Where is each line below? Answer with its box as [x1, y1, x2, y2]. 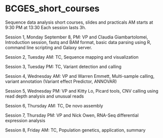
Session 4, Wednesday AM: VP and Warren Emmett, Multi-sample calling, [5, 73, 155, 79]
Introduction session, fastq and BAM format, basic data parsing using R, [5, 39, 152, 45]
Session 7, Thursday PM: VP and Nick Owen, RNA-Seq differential [5, 112, 139, 118]
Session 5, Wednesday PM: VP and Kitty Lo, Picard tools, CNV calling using [5, 88, 159, 94]
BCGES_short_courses [5, 3, 100, 14]
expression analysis [5, 117, 45, 123]
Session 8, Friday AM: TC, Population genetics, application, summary [5, 127, 146, 133]
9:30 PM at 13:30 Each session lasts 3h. [5, 24, 86, 30]
